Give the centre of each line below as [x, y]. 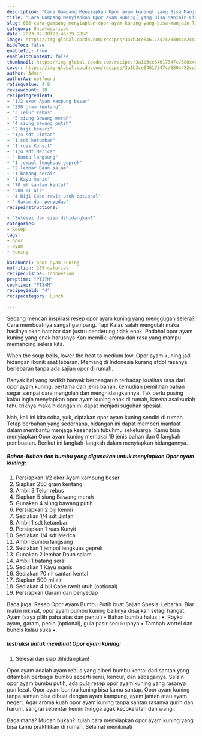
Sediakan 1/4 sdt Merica [45, 535]
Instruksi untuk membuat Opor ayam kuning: [64, 644]
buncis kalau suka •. [32, 630]
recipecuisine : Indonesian [40, 274]
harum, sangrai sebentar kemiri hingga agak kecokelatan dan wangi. [91, 709]
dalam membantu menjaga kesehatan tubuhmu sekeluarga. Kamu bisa [94, 430]
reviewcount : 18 [27, 90]
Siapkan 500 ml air [39, 580]
